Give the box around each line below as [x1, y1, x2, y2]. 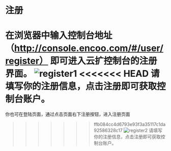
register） [5, 55, 48, 67]
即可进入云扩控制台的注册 [50, 55, 158, 67]
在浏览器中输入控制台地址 [5, 30, 113, 41]
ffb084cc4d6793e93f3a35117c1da [94, 122, 166, 128]
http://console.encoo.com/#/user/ [14, 43, 164, 54]
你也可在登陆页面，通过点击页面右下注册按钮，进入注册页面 [5, 111, 130, 117]
